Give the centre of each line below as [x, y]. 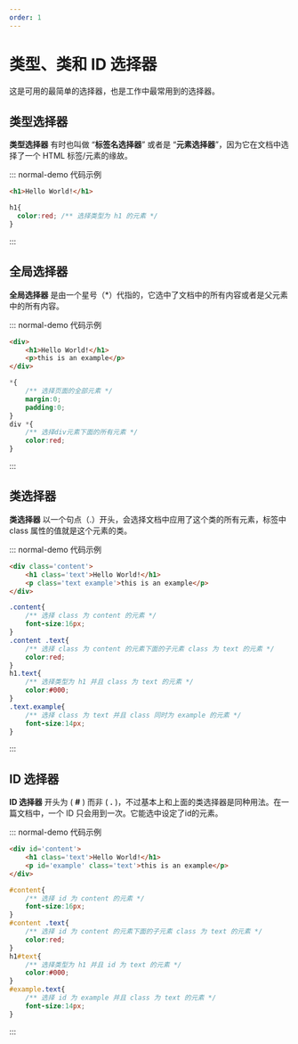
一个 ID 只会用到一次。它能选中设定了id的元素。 [135, 813]
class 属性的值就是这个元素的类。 [70, 530]
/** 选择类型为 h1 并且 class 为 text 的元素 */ [109, 682]
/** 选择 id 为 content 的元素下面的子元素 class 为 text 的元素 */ [144, 932]
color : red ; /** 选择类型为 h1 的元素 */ [88, 216]
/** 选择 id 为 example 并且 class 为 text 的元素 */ [121, 998]
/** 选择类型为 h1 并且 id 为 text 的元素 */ [104, 965]
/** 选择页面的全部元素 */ [69, 391]
